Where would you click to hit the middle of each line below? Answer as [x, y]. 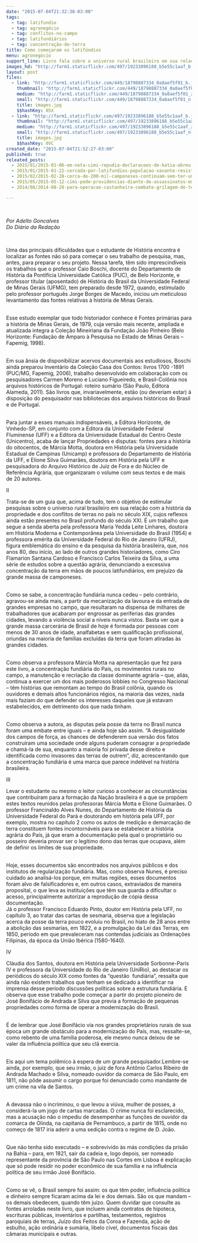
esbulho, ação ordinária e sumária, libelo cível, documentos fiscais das [92, 1227]
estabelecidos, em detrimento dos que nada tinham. [69, 706]
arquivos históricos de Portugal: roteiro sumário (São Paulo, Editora [88, 386]
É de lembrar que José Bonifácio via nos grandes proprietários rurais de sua [99, 1025]
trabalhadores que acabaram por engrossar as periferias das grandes [91, 613]
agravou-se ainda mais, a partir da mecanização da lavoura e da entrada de [98, 601]
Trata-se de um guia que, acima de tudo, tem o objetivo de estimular [89, 501]
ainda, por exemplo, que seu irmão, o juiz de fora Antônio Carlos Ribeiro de [97, 1068]
